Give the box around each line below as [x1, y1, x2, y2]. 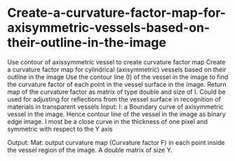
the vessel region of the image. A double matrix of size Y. [7, 146, 173, 154]
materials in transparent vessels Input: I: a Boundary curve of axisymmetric [7, 102, 224, 111]
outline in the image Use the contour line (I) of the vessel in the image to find [7, 72, 229, 81]
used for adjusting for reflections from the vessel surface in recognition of [7, 94, 221, 103]
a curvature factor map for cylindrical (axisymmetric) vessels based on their [7, 65, 227, 73]
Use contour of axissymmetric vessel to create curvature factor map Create [7, 57, 226, 66]
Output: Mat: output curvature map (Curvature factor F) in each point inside [7, 138, 225, 146]
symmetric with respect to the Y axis [7, 125, 114, 133]
